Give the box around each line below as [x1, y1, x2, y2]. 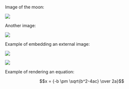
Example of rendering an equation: [5, 69, 74, 74]
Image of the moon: [5, 4, 45, 10]
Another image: [5, 23, 36, 28]
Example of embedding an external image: [5, 41, 90, 47]
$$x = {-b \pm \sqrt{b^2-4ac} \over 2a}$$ [39, 78, 124, 84]
